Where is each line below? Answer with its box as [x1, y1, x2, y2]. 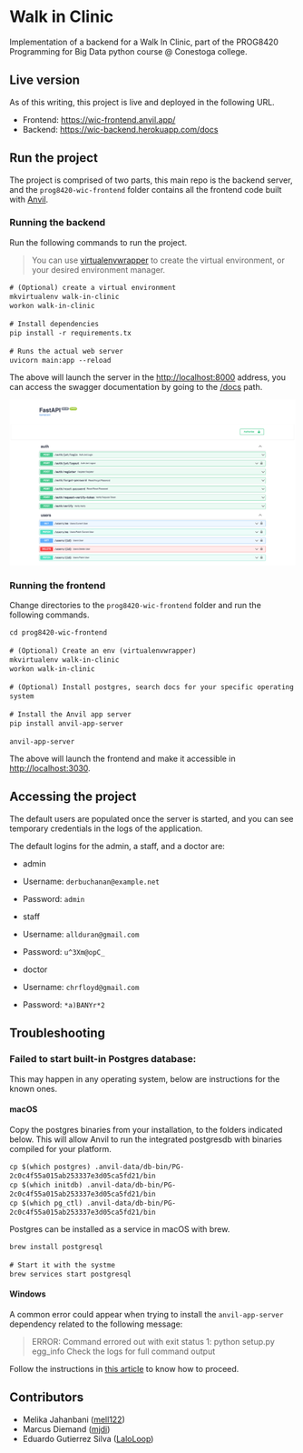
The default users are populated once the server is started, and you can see [9, 813, 294, 824]
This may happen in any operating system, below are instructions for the [9, 1073, 280, 1084]
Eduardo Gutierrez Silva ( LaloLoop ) [22, 1433, 154, 1444]
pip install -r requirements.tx [9, 328, 132, 337]
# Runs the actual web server [9, 346, 124, 356]
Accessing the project [9, 789, 137, 805]
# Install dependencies [9, 319, 100, 328]
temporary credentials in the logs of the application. [9, 823, 203, 834]
